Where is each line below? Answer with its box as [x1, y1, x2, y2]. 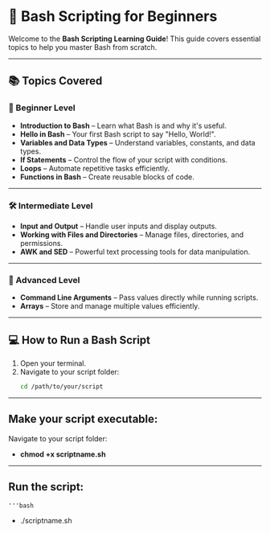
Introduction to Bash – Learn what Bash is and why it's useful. [19, 121, 227, 130]
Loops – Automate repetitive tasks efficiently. [19, 163, 170, 173]
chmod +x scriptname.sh [19, 449, 106, 459]
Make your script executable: [8, 412, 158, 426]
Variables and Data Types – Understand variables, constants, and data [19, 137, 256, 147]
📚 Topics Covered [8, 74, 103, 88]
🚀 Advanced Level [8, 274, 80, 285]
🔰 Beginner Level [8, 102, 76, 113]
